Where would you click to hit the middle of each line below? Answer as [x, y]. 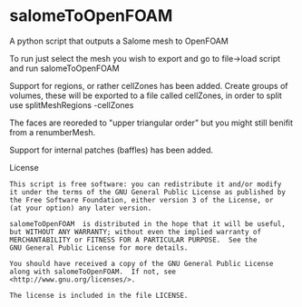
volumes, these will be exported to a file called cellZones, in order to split [146, 95]
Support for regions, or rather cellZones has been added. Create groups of [149, 85]
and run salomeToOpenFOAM [64, 68]
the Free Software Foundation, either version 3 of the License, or [141, 200]
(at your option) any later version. [81, 208]
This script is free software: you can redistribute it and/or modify [146, 184]
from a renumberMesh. [53, 132]
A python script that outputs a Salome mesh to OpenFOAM [119, 41]
